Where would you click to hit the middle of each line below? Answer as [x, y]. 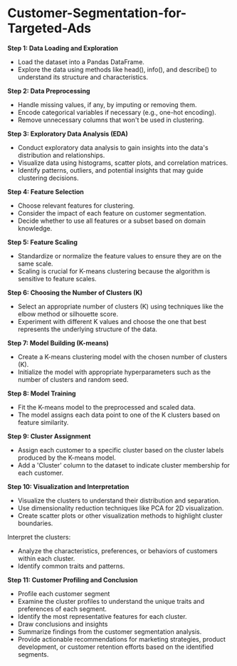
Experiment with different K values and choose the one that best [112, 321]
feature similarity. [43, 422]
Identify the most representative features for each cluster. [102, 616]
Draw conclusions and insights [63, 624]
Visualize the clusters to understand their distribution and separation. [119, 500]
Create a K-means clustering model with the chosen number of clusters [122, 357]
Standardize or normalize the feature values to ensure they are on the [120, 256]
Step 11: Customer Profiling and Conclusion [73, 580]
